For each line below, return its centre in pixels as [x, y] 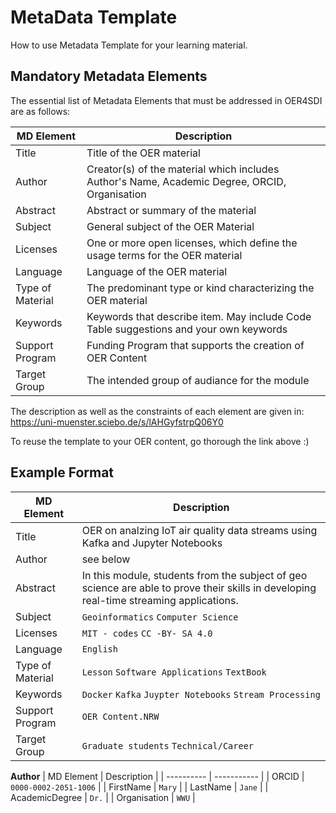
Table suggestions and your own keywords [187, 329]
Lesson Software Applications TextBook [174, 672]
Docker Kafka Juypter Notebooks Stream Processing [201, 694]
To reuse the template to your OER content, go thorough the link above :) [160, 441]
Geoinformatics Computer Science [160, 617]
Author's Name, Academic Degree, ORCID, [186, 181]
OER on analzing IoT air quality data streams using [199, 530]
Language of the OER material [157, 271]
